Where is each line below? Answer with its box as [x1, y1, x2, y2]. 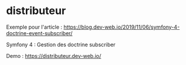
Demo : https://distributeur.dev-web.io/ [6, 52, 102, 59]
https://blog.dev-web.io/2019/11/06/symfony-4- [63, 23, 180, 30]
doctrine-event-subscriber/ [6, 29, 73, 36]
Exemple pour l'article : [6, 23, 63, 30]
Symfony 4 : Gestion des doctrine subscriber [6, 41, 116, 48]
